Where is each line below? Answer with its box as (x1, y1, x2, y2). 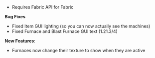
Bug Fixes (4, 14, 26, 19)
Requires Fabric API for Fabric (11, 4, 74, 10)
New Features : (4, 38, 35, 44)
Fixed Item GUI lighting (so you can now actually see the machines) (11, 23, 151, 29)
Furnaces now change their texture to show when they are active (11, 48, 146, 53)
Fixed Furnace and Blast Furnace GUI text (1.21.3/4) (11, 29, 118, 34)
